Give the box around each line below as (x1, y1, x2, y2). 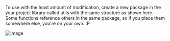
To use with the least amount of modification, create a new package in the (5, 5, 161, 10)
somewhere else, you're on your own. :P (5, 20, 90, 26)
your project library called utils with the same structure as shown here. (5, 10, 154, 16)
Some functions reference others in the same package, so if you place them (5, 15, 165, 21)
